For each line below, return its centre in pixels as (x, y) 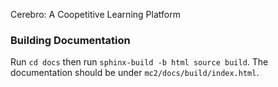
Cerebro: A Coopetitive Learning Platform (95, 14)
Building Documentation (70, 40)
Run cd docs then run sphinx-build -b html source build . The (139, 62)
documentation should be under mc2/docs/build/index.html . (135, 73)
